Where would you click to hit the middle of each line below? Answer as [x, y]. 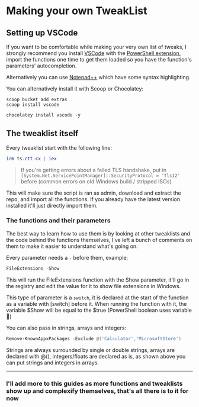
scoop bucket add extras [37, 99]
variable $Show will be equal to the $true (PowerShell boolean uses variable [99, 310]
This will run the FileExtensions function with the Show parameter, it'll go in [98, 280]
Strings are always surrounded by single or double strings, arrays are [91, 350]
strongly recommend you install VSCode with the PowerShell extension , [94, 53]
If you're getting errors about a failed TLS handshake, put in [94, 170]
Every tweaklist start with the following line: [59, 148]
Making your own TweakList [77, 11]
